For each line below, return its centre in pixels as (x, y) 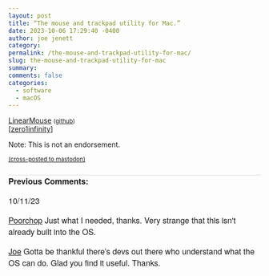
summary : (23, 68)
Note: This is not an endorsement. (64, 144)
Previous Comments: (48, 181)
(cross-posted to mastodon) (47, 160)
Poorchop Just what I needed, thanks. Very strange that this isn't (122, 221)
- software (34, 90)
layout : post (30, 16)
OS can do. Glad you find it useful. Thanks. (84, 263)
